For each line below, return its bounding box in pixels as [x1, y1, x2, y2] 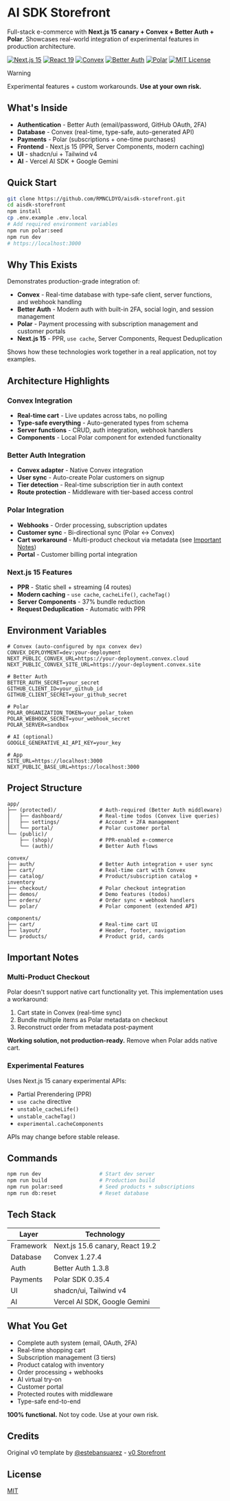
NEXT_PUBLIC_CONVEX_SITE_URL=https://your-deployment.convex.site [7, 661, 201, 668]
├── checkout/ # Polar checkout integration [7, 884, 186, 892]
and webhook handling [16, 298, 82, 306]
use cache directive [16, 1097, 72, 1105]
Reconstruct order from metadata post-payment [16, 1023, 154, 1032]
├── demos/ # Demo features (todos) [7, 891, 170, 897]
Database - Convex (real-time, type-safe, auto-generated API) [16, 127, 194, 136]
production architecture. [7, 42, 76, 50]
